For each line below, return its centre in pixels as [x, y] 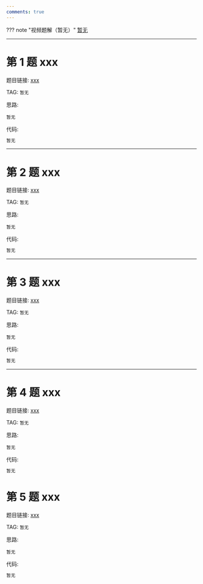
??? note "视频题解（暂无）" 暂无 [47, 30]
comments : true [25, 12]
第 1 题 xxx [32, 62]
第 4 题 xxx [34, 393]
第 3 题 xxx [33, 282]
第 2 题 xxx [33, 172]
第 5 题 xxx [33, 497]
